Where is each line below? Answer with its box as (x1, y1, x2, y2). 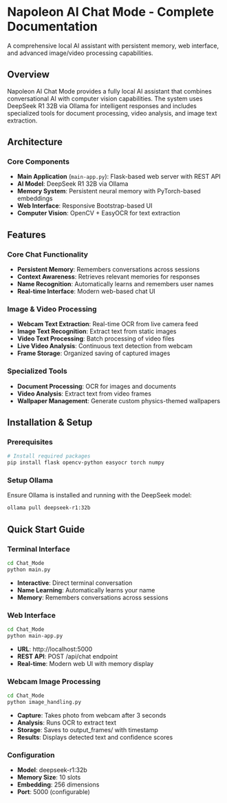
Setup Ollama (7, 475, 54, 485)
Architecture (7, 136, 63, 148)
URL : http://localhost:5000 (17, 645, 93, 653)
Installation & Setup (7, 417, 93, 429)
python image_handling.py (7, 698, 81, 705)
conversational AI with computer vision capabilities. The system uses (7, 94, 203, 103)
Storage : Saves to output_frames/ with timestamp (17, 725, 158, 734)
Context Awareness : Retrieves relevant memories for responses (17, 272, 200, 281)
